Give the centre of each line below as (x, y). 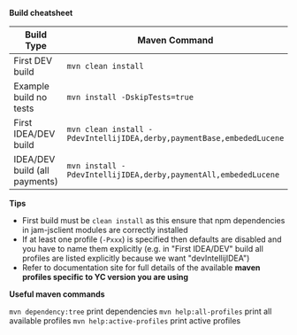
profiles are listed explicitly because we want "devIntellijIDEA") (136, 258)
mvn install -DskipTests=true (130, 97)
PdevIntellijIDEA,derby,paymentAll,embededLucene (173, 175)
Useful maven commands (57, 294)
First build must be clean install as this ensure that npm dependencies (153, 220)
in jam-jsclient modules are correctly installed (105, 230)
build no (30, 97)
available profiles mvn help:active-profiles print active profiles (125, 321)
